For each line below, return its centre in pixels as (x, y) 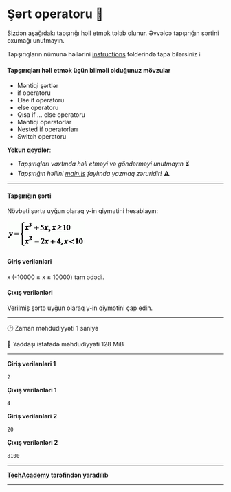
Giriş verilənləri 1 (32, 364)
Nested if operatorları (47, 129)
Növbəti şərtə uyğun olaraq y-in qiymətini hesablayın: (83, 211)
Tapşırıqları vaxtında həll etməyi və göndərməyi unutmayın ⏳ (103, 164)
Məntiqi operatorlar (44, 122)
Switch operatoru (42, 137)
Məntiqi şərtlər (38, 86)
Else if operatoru (41, 100)
